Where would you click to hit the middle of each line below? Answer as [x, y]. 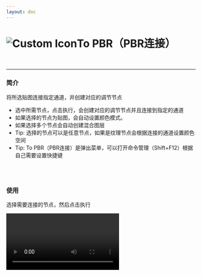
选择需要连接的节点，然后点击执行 [48, 205]
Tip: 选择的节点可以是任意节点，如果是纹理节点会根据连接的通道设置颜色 [105, 133]
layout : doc [21, 12]
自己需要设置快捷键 [39, 155]
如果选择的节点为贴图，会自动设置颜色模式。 [70, 118]
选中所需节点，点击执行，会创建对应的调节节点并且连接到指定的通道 [99, 110]
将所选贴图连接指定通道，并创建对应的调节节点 [64, 97]
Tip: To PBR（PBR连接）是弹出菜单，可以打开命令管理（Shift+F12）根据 [104, 148]
